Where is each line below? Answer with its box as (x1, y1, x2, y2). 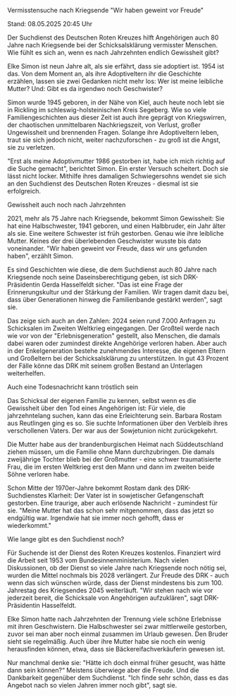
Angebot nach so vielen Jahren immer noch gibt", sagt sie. (7, 681, 178, 689)
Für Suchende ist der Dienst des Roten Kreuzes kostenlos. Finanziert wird (7, 548, 221, 557)
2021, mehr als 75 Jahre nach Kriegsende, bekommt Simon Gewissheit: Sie (7, 215, 225, 222)
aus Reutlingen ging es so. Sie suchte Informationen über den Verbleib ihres (7, 419, 228, 427)
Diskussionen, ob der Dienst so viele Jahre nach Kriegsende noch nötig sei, (7, 564, 227, 572)
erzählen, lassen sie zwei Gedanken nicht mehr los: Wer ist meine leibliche (7, 77, 224, 85)
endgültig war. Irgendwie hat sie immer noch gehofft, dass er (7, 514, 185, 522)
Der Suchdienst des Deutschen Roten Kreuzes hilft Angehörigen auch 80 (7, 33, 219, 42)
